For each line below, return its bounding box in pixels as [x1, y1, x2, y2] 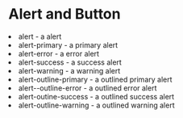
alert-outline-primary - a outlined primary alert [19, 74, 173, 84]
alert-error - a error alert [19, 48, 99, 58]
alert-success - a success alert [19, 57, 123, 67]
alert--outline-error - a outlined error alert [19, 82, 157, 93]
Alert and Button [8, 5, 121, 23]
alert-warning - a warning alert [19, 65, 121, 75]
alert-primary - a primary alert [19, 40, 119, 49]
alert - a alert [19, 32, 62, 41]
